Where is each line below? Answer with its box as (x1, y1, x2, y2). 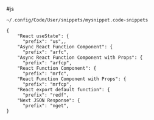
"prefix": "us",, (22, 39, 67, 45)
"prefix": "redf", (22, 92, 69, 98)
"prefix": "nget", (22, 103, 69, 109)
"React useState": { (17, 33, 69, 39)
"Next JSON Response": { (17, 97, 80, 103)
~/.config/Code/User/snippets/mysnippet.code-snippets (6, 17, 149, 23)
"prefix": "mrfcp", (22, 81, 72, 88)
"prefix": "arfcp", (22, 60, 72, 66)
